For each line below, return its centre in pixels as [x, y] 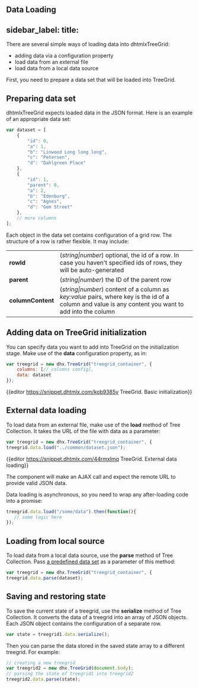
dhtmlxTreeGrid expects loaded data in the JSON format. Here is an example [99, 113]
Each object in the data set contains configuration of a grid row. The [89, 235]
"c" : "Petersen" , [49, 157]
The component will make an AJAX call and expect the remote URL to [91, 476]
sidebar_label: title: [42, 30]
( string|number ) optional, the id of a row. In [119, 255]
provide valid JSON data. [36, 483]
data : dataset [34, 375]
